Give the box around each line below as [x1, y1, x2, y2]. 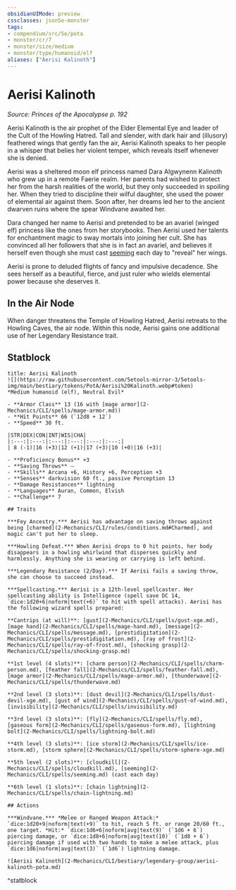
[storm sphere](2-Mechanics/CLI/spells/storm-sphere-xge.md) [42, 747, 225, 754]
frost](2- [168, 635, 197, 642]
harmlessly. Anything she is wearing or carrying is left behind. [7, 555, 206, 563]
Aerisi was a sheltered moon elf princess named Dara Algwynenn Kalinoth [7, 167, 223, 176]
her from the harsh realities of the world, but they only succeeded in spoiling [7, 182, 230, 190]
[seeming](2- [120, 765, 159, 772]
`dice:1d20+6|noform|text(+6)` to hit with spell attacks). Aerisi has [7, 599, 222, 606]
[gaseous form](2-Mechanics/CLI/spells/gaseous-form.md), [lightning [7, 722, 216, 729]
